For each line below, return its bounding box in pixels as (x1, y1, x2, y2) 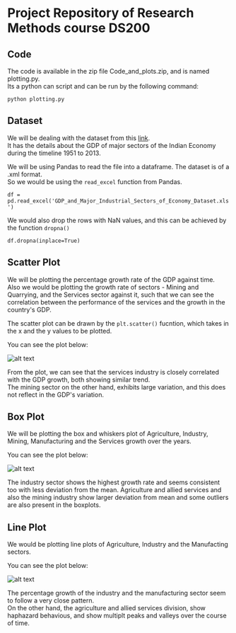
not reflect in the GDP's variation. (7, 390, 105, 399)
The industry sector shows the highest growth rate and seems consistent (7, 478, 220, 486)
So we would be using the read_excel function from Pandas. (7, 177, 182, 186)
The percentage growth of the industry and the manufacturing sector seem (7, 589, 226, 598)
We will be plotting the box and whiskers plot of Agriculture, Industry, (7, 430, 208, 438)
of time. (7, 619, 30, 627)
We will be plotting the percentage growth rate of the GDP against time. (7, 275, 216, 284)
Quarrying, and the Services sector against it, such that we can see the (7, 290, 214, 299)
